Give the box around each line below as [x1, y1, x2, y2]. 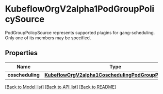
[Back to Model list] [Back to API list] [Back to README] [5, 84, 116, 90]
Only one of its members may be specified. [5, 35, 91, 41]
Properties [5, 49, 38, 57]
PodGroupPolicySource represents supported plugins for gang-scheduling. [5, 30, 155, 35]
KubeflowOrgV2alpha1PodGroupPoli [5, 3, 154, 15]
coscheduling [7, 71, 40, 78]
